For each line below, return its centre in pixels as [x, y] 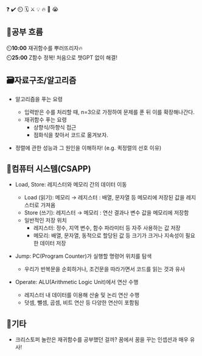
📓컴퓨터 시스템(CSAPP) [49, 169]
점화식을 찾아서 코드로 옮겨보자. [71, 135]
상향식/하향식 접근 [55, 127]
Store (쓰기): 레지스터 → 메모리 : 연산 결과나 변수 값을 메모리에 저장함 [106, 213]
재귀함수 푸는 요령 [45, 119]
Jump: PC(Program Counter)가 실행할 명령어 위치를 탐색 [83, 256]
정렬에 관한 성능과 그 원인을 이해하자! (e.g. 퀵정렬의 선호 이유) [88, 148]
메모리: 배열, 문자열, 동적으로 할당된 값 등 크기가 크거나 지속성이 [109, 236]
